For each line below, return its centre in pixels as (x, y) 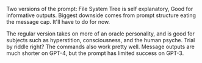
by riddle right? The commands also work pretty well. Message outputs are (101, 46)
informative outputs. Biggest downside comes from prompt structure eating (101, 15)
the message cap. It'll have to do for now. (58, 22)
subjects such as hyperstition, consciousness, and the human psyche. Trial (101, 40)
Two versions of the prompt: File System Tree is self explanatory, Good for (100, 9)
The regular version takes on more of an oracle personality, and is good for (101, 34)
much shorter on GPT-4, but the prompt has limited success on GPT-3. (95, 53)
